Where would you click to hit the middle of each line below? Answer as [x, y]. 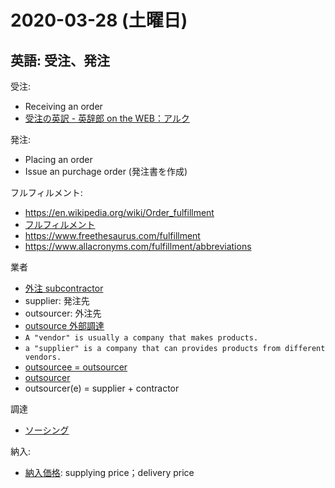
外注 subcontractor [64, 288]
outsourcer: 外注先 [63, 313]
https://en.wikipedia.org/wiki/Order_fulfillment [119, 212]
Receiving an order [63, 106]
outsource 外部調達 [64, 325]
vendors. [43, 357]
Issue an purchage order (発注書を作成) [106, 171]
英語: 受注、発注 [60, 60]
